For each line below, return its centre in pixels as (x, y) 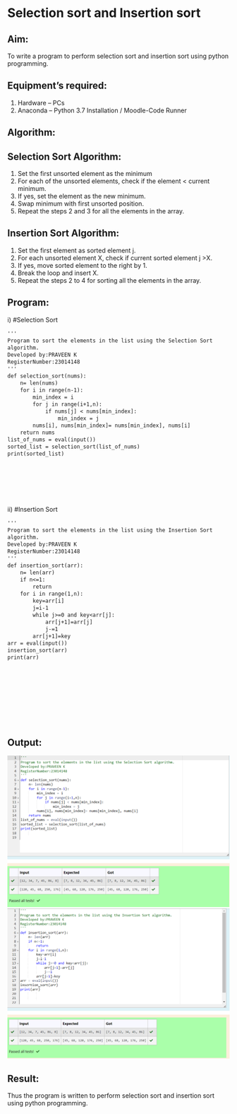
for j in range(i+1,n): (67, 404)
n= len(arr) (37, 573)
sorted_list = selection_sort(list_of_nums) (74, 447)
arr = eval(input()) (38, 643)
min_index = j (78, 418)
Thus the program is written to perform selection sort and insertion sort (111, 1095)
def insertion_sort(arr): (45, 565)
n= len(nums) (39, 383)
